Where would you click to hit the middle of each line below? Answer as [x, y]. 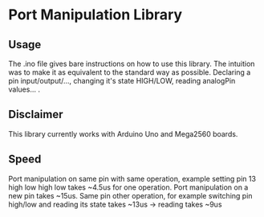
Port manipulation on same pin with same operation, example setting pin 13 [132, 178]
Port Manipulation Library [95, 15]
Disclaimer [36, 115]
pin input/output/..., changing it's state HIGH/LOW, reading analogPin [122, 81]
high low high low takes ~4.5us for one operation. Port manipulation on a [128, 187]
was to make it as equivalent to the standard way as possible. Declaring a [130, 72]
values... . [24, 89]
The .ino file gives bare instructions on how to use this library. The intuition [132, 63]
